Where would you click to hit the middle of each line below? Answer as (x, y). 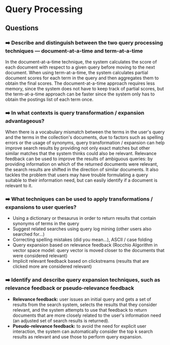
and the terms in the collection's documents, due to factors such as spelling (84, 137)
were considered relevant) (40, 256)
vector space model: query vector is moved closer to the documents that (89, 251)
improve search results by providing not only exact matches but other (78, 148)
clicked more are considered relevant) (52, 267)
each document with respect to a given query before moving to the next (80, 67)
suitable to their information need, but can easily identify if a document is (81, 180)
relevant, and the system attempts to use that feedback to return (80, 310)
